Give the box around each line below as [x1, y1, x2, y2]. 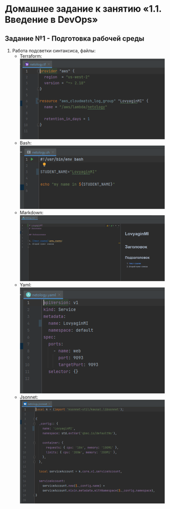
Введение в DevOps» [5, 14, 98, 25]
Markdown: [19, 210, 44, 216]
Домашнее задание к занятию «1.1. [5, 3, 162, 15]
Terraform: [19, 53, 43, 59]
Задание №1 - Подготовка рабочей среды [5, 34, 145, 43]
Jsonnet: [19, 394, 39, 400]
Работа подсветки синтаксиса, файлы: [12, 48, 96, 53]
